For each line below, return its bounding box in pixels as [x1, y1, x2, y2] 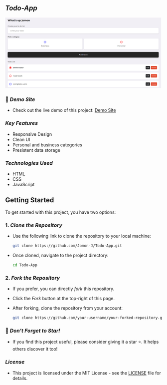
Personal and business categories [12, 142, 82, 148]
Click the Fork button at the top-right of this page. [12, 296, 115, 302]
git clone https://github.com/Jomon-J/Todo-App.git [12, 243, 122, 249]
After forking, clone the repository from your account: [12, 305, 123, 311]
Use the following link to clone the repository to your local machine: [12, 233, 151, 239]
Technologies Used [5, 159, 53, 166]
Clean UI [12, 136, 30, 142]
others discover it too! [12, 346, 58, 352]
